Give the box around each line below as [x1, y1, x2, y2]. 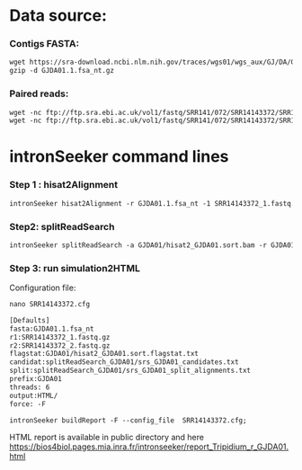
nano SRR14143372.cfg [9, 300, 91, 309]
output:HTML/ [9, 391, 58, 400]
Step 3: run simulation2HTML [9, 262, 141, 274]
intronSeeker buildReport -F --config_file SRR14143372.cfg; [9, 415, 247, 425]
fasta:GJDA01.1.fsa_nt [9, 324, 94, 333]
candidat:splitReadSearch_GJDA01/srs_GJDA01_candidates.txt [9, 358, 240, 367]
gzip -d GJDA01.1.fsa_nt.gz [9, 67, 115, 75]
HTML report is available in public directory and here [9, 432, 205, 443]
